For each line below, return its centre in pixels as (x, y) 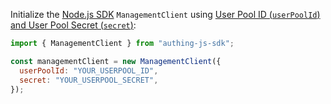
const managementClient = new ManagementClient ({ (116, 61)
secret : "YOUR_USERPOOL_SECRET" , (89, 80)
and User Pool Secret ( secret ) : (73, 25)
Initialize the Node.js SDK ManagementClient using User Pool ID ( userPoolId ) (165, 14)
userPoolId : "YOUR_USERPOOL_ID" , (89, 70)
